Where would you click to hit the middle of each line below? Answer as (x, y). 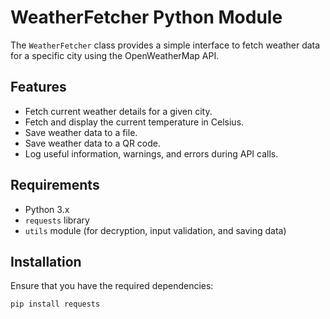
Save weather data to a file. (81, 132)
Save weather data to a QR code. (92, 143)
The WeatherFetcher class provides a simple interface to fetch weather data (165, 45)
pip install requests (55, 304)
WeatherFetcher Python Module (146, 17)
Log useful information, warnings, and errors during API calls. (151, 153)
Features (38, 87)
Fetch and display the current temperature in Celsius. (134, 122)
